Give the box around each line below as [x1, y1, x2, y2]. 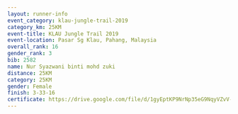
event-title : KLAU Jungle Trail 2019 [7, 30, 119, 38]
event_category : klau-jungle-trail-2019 [7, 17, 129, 24]
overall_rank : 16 [7, 43, 59, 50]
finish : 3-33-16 [7, 89, 55, 96]
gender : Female [7, 83, 52, 90]
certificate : [7, 96, 46, 103]
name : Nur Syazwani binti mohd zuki [7, 63, 115, 70]
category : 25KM [7, 76, 52, 84]
